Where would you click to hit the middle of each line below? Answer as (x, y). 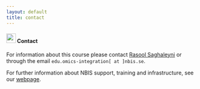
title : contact (25, 18)
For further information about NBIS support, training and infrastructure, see (100, 73)
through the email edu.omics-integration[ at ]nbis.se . (76, 61)
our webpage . (24, 79)
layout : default (27, 12)
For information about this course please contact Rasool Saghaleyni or (94, 54)
